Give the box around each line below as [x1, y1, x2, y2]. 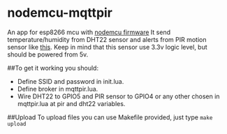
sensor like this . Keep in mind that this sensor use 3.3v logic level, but [7, 43, 207, 51]
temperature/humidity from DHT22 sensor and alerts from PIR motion [7, 35, 207, 43]
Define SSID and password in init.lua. [17, 77, 124, 85]
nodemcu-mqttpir [7, 5, 113, 21]
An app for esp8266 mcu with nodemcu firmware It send [7, 28, 171, 36]
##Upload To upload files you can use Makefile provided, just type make [7, 113, 213, 121]
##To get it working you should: [7, 64, 99, 72]
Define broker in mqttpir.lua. [17, 84, 98, 93]
